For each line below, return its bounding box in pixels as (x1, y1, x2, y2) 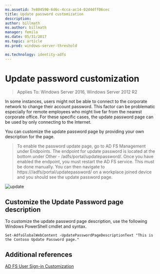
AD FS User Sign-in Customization (5, 263, 74, 269)
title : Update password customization (5, 12, 84, 17)
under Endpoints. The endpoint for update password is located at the (17, 148, 156, 154)
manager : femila (5, 30, 38, 35)
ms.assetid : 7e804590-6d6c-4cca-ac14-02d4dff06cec (5, 7, 110, 12)
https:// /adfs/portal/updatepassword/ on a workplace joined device (17, 169, 152, 175)
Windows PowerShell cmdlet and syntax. (5, 223, 87, 229)
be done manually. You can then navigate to (17, 164, 105, 170)
